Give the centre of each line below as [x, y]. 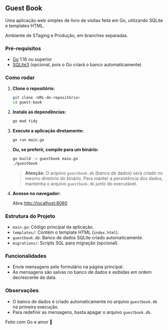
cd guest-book [27, 102]
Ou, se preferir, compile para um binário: [55, 149]
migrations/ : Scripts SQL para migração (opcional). [65, 243]
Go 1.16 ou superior [32, 59]
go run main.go [28, 140]
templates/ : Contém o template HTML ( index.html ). [66, 232]
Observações [22, 290]
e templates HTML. [25, 26]
